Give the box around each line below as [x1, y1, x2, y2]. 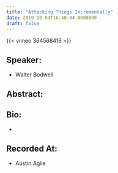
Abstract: [6, 89, 43, 99]
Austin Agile [15, 160, 46, 167]
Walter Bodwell [15, 71, 54, 78]
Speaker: [6, 54, 42, 65]
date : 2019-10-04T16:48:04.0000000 [6, 15, 97, 21]
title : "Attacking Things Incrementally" [6, 9, 114, 15]
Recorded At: [6, 143, 58, 153]
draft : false [6, 20, 40, 26]
